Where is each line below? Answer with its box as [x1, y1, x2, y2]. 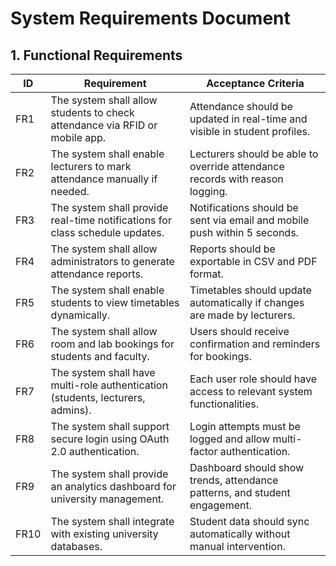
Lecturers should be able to [189, 147, 319, 161]
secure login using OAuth [50, 432, 170, 446]
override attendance [189, 160, 285, 173]
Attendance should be [189, 100, 293, 113]
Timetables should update [189, 283, 312, 297]
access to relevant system [189, 385, 313, 398]
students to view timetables [50, 296, 180, 309]
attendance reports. [50, 267, 144, 281]
